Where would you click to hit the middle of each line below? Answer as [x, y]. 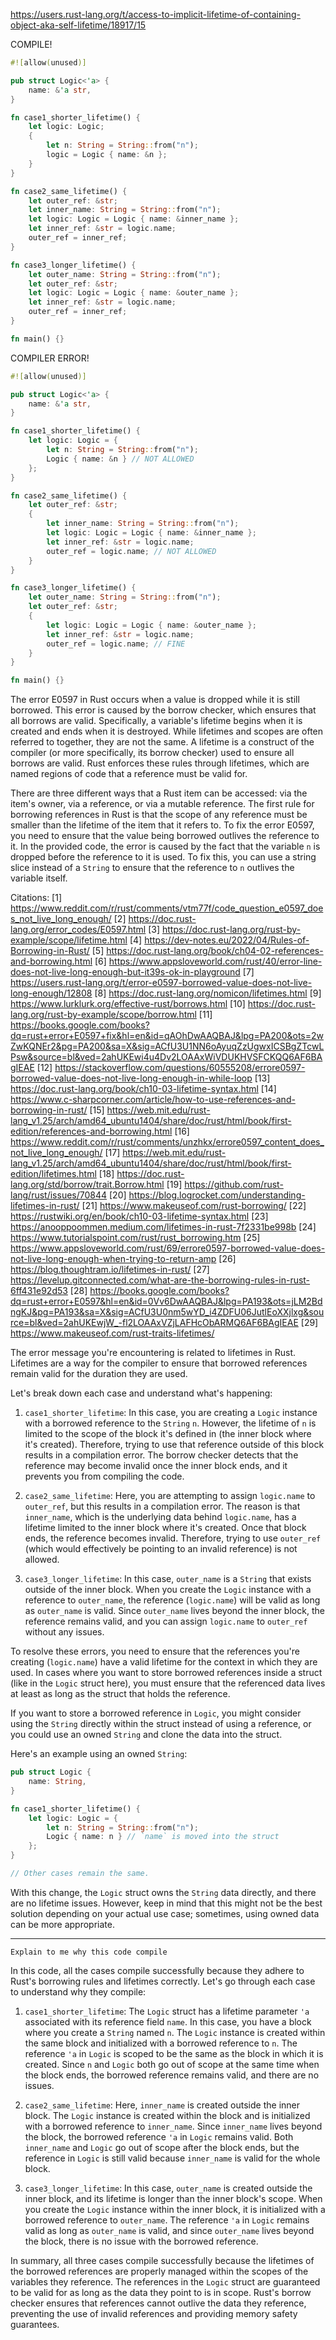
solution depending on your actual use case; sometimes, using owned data [165, 1913]
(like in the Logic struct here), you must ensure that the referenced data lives [168, 1683]
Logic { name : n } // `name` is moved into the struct [163, 1837]
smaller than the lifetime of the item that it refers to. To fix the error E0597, [162, 825]
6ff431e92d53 [39, 1291]
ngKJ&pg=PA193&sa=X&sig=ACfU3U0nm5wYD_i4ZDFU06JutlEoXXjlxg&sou [167, 1312]
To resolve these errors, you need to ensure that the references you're [155, 1651]
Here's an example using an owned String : [99, 1754]
